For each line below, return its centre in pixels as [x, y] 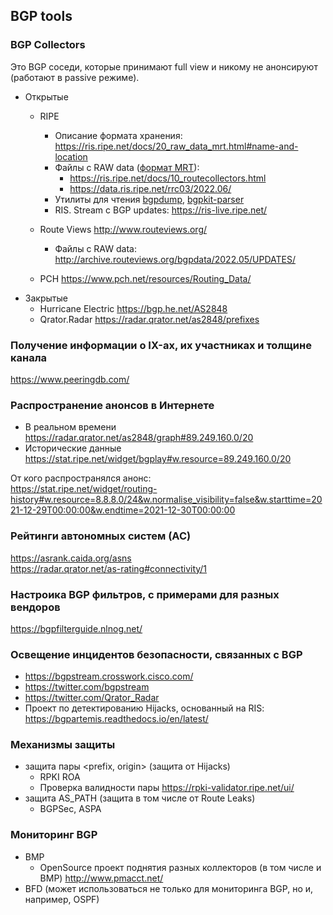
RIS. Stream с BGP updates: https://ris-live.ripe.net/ [161, 210]
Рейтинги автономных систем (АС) [101, 536]
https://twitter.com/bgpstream [87, 687]
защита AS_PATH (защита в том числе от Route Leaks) [140, 798]
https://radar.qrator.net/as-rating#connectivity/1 [109, 568]
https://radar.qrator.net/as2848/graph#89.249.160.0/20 [139, 438]
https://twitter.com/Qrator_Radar [92, 698]
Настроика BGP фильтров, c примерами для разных [145, 594]
